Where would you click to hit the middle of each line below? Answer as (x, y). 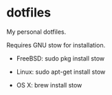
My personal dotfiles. (36, 32)
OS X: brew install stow (49, 85)
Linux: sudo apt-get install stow (61, 72)
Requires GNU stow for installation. (56, 45)
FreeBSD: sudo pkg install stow (60, 58)
